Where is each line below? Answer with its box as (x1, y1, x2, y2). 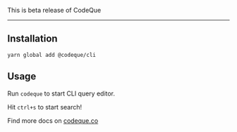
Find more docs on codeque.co (7, 116, 99, 125)
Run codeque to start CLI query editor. (7, 89, 115, 98)
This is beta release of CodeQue (7, 6, 102, 14)
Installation (7, 33, 58, 45)
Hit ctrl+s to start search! (7, 103, 83, 111)
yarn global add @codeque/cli (7, 51, 97, 58)
